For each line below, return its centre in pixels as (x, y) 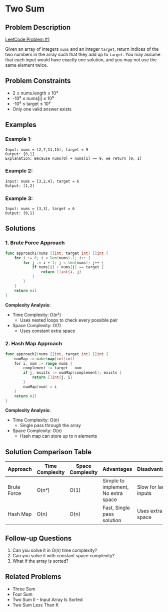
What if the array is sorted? (40, 561)
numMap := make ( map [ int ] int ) (44, 359)
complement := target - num (52, 368)
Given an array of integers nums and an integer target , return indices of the (82, 49)
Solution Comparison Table (48, 452)
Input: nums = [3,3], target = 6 (40, 209)
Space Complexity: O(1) (37, 325)
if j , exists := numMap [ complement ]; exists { (72, 373)
